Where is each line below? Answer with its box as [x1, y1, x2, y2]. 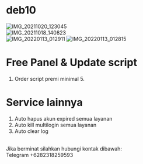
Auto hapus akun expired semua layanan [14, 115, 113, 122]
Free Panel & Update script [6, 56, 137, 69]
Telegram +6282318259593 [6, 151, 74, 158]
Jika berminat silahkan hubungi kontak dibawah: [6, 145, 123, 152]
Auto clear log [14, 127, 48, 135]
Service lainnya [6, 96, 83, 109]
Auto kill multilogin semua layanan [14, 121, 97, 128]
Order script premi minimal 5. [14, 75, 85, 82]
